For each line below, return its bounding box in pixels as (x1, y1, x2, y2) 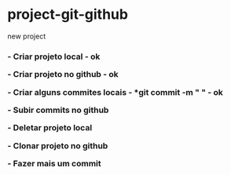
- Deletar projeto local (7, 122, 93, 133)
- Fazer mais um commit (7, 159, 101, 170)
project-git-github (7, 5, 129, 24)
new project (7, 31, 46, 41)
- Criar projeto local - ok (7, 51, 101, 62)
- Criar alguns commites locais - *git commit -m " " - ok (7, 86, 223, 97)
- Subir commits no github (7, 104, 109, 115)
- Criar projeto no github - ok (7, 69, 119, 80)
